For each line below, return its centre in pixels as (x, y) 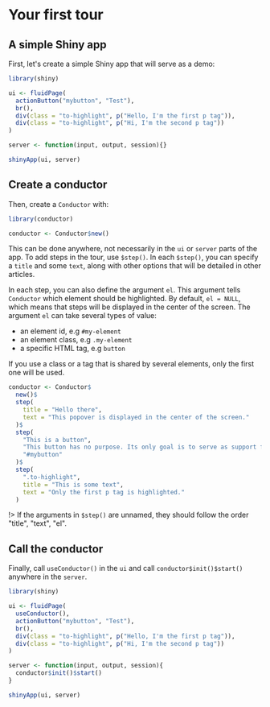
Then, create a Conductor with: (59, 204)
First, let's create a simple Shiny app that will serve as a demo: (112, 64)
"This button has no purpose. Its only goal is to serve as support (140, 447)
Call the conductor (56, 549)
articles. (22, 275)
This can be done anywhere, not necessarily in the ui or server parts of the (133, 249)
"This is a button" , (57, 440)
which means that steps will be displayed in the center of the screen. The (129, 307)
